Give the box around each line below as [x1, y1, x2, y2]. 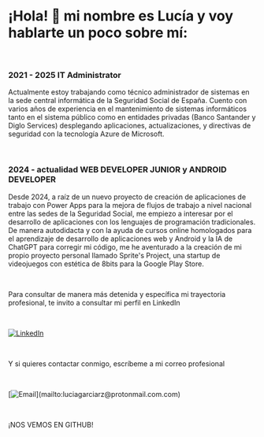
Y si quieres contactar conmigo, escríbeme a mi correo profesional [8, 358, 225, 368]
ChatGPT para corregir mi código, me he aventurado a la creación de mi [8, 242, 242, 251]
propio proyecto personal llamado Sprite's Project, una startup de [8, 250, 221, 260]
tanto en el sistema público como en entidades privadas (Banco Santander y [8, 113, 256, 122]
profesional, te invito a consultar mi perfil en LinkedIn [8, 298, 180, 307]
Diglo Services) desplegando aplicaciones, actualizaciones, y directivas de [8, 121, 251, 131]
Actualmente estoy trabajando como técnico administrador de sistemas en [8, 87, 250, 97]
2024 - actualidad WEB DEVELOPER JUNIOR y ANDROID [8, 165, 227, 176]
